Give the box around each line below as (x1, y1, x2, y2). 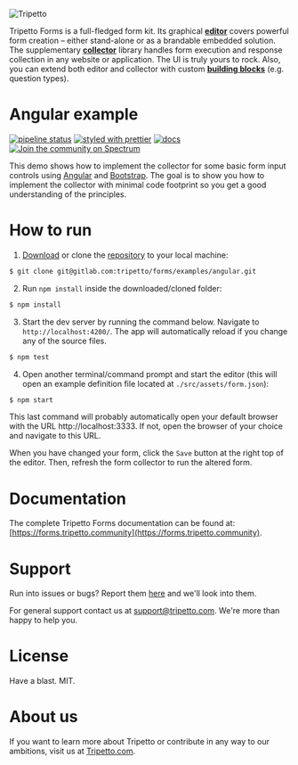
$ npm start (9, 395, 53, 405)
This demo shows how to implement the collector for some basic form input (9, 160, 286, 171)
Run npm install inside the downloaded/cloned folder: (21, 283, 222, 293)
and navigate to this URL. (9, 431, 101, 441)
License (9, 646, 69, 666)
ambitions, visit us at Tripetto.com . (9, 745, 136, 757)
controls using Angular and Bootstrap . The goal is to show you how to (9, 169, 265, 180)
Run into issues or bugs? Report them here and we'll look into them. (9, 588, 257, 599)
